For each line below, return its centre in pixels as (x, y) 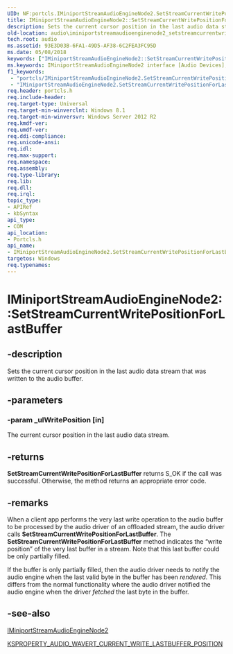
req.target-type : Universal (48, 104)
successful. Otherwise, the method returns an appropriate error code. (107, 481)
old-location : (28, 33)
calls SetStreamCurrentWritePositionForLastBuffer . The (89, 534)
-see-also (29, 613)
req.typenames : (29, 265)
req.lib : (20, 181)
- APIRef (20, 207)
